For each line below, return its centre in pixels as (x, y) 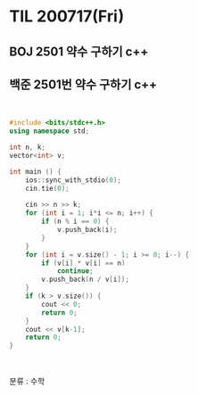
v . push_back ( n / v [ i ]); (85, 280)
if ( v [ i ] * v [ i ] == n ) (83, 263)
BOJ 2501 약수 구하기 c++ (79, 51)
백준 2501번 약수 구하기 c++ (83, 84)
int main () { (36, 171)
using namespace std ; (49, 131)
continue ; (75, 271)
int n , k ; (28, 148)
